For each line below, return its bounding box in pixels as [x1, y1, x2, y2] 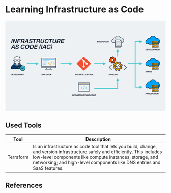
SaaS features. [33, 165, 64, 171]
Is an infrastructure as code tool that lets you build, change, [33, 144, 157, 149]
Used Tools [5, 121, 42, 129]
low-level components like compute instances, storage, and [33, 154, 159, 160]
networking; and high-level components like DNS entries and [33, 159, 161, 166]
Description [85, 136, 111, 142]
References [5, 181, 43, 189]
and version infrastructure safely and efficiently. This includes [33, 149, 162, 155]
